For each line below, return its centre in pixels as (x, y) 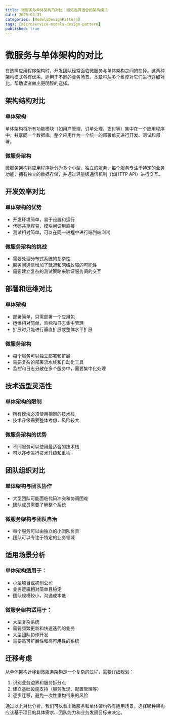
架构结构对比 (25, 101)
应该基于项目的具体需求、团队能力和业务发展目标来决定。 (65, 712)
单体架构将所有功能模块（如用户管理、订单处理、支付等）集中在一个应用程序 (85, 129)
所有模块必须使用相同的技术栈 (44, 414)
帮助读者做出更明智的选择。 (43, 83)
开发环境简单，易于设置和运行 (44, 220)
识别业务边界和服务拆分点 (39, 682)
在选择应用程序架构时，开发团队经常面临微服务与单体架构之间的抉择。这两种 (85, 71)
